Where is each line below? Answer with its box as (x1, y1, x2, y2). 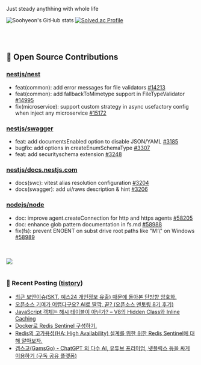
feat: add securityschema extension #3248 (14, 150, 122, 158)
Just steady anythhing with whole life (6, 5, 99, 12)
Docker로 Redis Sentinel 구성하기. (14, 322, 97, 329)
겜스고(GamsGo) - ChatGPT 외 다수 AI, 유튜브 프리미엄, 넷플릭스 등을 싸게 (14, 345, 190, 352)
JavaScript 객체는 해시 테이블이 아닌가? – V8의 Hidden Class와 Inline (14, 308, 181, 315)
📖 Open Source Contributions (6, 52, 119, 62)
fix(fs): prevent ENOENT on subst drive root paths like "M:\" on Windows (14, 227, 195, 234)
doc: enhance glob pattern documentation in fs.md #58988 (14, 220, 162, 228)
